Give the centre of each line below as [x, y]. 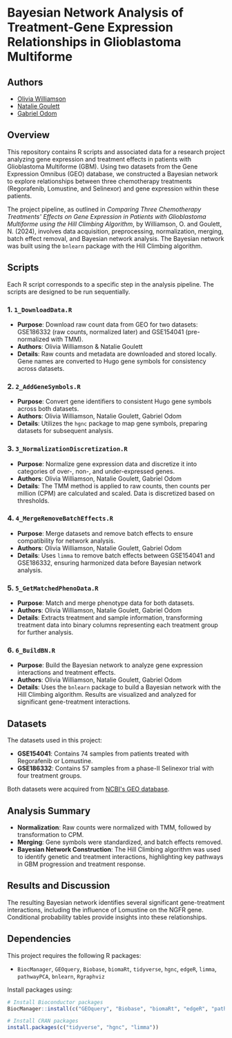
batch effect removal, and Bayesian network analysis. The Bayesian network [116, 238]
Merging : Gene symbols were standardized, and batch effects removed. [120, 842]
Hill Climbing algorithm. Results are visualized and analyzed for [107, 695]
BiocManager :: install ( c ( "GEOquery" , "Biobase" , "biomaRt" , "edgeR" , [108, 1009]
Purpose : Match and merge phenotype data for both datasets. [106, 603]
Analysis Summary [49, 810]
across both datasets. [48, 409]
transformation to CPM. [50, 835]
